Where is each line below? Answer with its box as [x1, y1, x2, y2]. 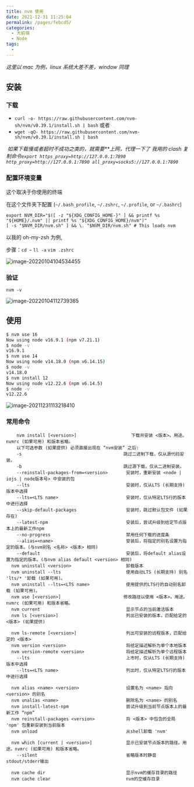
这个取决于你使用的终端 [6, 188, 62, 195]
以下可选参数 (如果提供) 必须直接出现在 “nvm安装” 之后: [16, 445, 139, 451]
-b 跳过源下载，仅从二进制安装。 [16, 463, 185, 470]
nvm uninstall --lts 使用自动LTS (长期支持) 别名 [11, 569, 188, 575]
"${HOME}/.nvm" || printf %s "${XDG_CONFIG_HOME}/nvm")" [6, 218, 147, 223]
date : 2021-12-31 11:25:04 [6, 14, 72, 20]
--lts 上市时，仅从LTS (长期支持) [16, 655, 185, 661]
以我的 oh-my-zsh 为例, [6, 233, 63, 240]
